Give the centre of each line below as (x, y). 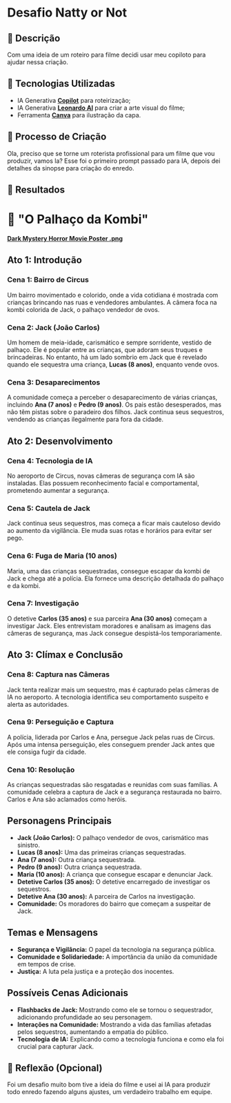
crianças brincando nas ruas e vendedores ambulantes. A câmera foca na (112, 302)
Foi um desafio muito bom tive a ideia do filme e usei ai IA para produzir (109, 1084)
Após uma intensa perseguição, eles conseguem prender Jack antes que (111, 744)
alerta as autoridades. (38, 704)
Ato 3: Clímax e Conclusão (65, 655)
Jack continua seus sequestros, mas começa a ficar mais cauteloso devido (114, 523)
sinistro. (28, 845)
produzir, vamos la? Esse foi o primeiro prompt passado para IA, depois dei (114, 161)
